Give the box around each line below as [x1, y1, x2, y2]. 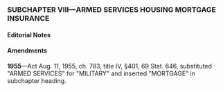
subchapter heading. [7, 76, 67, 84]
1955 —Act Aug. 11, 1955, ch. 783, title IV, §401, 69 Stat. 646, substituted [7, 62, 213, 70]
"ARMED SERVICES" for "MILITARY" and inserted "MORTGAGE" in [7, 69, 196, 77]
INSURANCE [7, 13, 50, 23]
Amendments [7, 46, 47, 55]
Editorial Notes [7, 30, 51, 39]
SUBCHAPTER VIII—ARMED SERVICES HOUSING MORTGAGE [7, 5, 217, 15]
